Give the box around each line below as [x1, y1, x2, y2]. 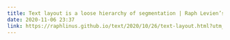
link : [7, 22, 23, 29]
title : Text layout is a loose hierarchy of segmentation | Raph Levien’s [7, 9, 225, 17]
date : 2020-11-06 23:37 [7, 16, 75, 23]
